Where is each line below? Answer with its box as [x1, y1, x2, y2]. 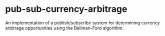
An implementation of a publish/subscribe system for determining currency [5, 20, 160, 26]
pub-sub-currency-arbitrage [5, 3, 127, 15]
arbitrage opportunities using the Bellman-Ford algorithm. [5, 25, 124, 31]
